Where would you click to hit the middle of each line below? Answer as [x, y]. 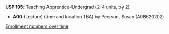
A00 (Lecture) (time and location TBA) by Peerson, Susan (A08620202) [88, 17]
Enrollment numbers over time [37, 26]
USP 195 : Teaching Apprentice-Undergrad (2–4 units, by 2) [67, 7]
